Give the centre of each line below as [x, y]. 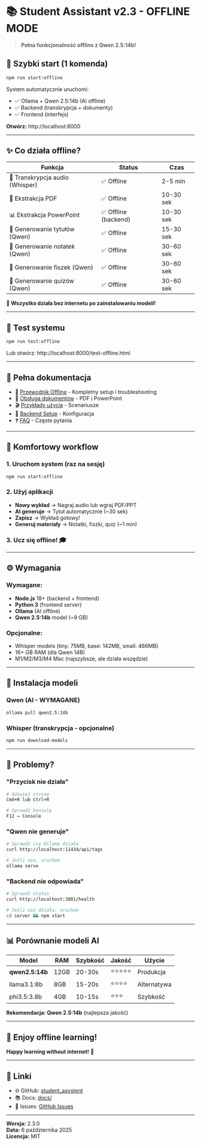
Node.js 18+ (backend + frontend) [57, 598]
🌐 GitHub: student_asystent [49, 1091]
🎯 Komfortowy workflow [52, 447]
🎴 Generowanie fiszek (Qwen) [51, 267]
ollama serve [22, 866]
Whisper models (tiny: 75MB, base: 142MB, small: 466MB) [86, 646]
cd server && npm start [36, 916]
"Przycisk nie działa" [37, 782]
